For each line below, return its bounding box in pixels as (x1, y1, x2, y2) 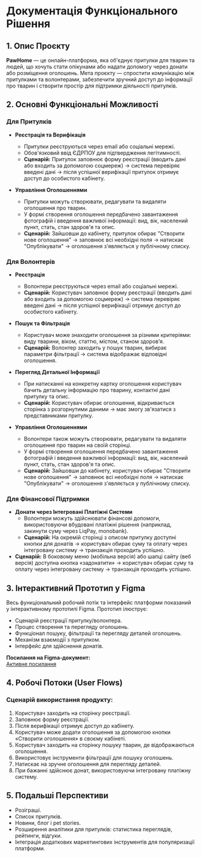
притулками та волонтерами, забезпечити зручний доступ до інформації (6, 76, 193, 83)
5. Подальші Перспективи (6, 790, 109, 801)
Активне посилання (6, 661, 57, 668)
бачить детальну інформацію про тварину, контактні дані (23, 386, 170, 393)
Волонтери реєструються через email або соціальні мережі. (23, 282, 178, 290)
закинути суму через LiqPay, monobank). (23, 528, 129, 535)
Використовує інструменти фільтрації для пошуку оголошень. (14, 754, 173, 761)
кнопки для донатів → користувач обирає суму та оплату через (23, 540, 187, 547)
